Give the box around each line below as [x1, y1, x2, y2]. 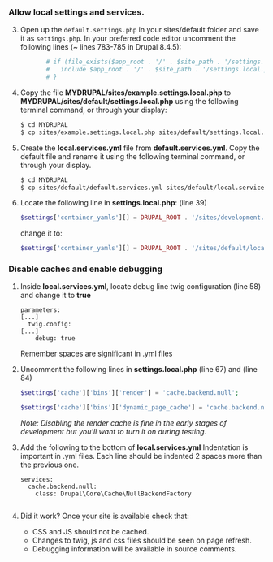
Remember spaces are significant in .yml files [19, 348, 173, 359]
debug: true [35, 335, 76, 343]
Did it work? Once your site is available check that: [19, 511, 189, 521]
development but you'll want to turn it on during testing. [19, 427, 207, 437]
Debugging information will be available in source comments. [32, 544, 237, 554]
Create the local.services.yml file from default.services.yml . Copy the [19, 143, 260, 153]
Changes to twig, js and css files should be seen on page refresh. [32, 535, 252, 546]
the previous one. [19, 460, 80, 469]
